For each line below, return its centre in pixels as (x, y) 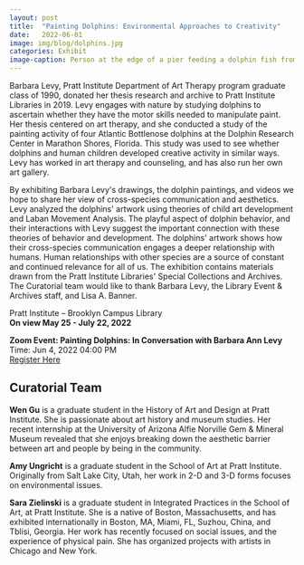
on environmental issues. (56, 484)
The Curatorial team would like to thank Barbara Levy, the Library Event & (146, 286)
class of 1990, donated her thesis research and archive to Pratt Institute (142, 95)
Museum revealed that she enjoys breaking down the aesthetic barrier (140, 438)
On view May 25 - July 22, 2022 (71, 323)
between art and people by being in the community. (105, 448)
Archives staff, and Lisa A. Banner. (73, 296)
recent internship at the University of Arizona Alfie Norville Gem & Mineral (147, 429)
